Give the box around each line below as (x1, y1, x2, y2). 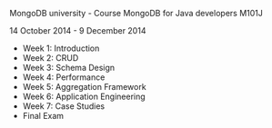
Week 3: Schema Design (22, 63, 116, 73)
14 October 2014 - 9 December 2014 (9, 25, 146, 35)
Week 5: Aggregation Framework (22, 82, 147, 92)
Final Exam (22, 111, 65, 121)
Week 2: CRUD (22, 53, 79, 63)
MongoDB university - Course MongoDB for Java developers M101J (9, 8, 264, 18)
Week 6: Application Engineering (22, 91, 146, 102)
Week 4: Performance (22, 72, 106, 83)
